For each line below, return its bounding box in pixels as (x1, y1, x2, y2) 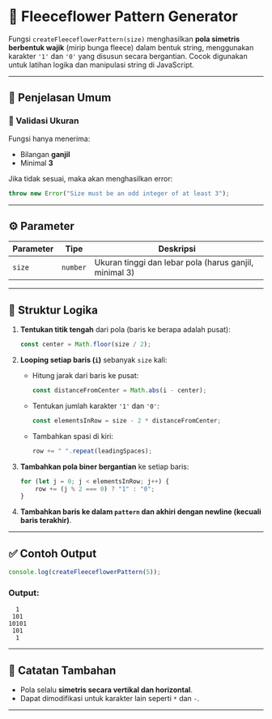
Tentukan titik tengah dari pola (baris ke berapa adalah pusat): (19, 325, 231, 334)
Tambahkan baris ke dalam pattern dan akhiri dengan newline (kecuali (19, 507, 261, 517)
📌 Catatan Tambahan (8, 663, 117, 677)
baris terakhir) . (19, 516, 72, 525)
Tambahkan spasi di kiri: (32, 431, 113, 440)
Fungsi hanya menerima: (8, 134, 91, 143)
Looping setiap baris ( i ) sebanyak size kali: (19, 355, 168, 364)
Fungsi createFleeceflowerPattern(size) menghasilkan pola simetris (8, 34, 240, 44)
